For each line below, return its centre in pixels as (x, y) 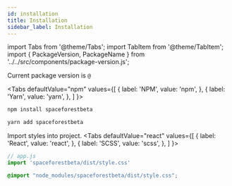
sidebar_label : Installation (50, 27)
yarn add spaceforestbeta (45, 123)
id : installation (33, 14)
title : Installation (38, 20)
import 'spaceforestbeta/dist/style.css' (69, 163)
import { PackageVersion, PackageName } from (76, 54)
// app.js (22, 156)
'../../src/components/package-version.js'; (68, 62)
